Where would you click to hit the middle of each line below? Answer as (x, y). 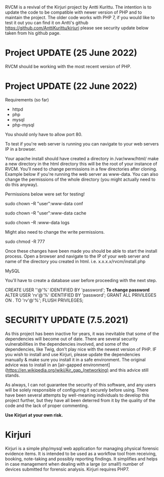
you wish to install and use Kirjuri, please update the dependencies (73, 354)
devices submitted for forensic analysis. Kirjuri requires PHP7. (67, 469)
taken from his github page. (33, 33)
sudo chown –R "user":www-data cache (46, 213)
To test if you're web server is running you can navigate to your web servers (82, 143)
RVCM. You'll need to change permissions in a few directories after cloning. (81, 169)
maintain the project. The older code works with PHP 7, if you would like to (80, 17)
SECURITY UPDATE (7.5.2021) (67, 320)
